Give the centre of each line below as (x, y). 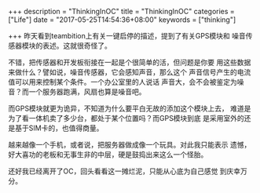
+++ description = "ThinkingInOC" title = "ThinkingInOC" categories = (122, 11)
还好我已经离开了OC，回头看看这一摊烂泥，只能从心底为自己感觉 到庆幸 (125, 171)
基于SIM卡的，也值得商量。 (59, 128)
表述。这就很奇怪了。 (77, 46)
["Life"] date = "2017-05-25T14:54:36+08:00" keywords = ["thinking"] (122, 20)
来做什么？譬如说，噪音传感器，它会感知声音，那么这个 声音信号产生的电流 (130, 72)
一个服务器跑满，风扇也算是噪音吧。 (87, 92)
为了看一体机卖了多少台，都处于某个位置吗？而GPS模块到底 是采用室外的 (126, 118)
